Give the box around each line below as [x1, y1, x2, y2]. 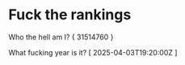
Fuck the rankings [8, 6, 132, 24]
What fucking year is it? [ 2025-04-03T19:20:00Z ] [8, 47, 178, 57]
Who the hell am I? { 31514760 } [8, 32, 114, 42]
